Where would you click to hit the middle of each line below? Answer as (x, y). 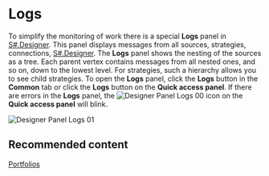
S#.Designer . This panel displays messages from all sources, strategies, (127, 44)
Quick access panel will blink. (58, 104)
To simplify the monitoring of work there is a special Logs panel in (118, 36)
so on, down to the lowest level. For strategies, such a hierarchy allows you (132, 70)
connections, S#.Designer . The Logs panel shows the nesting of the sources (135, 53)
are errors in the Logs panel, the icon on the (126, 95)
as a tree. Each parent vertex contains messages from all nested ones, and (132, 62)
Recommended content (68, 145)
